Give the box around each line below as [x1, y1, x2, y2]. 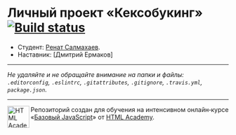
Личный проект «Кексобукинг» [7, 5, 203, 21]
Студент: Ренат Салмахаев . [17, 43, 100, 51]
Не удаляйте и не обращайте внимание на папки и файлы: [7, 70, 184, 78]
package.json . [7, 85, 47, 94]
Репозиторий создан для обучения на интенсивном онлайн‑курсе [30, 105, 229, 113]
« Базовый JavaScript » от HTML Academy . [30, 113, 155, 121]
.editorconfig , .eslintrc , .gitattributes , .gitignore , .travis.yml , [7, 78, 202, 86]
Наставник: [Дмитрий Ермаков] [17, 50, 114, 59]
